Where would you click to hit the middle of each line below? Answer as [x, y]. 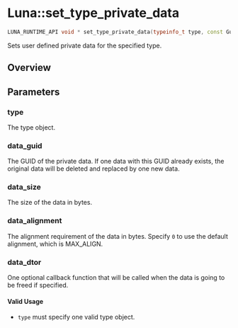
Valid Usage [25, 301]
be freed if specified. [38, 285]
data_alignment [35, 221]
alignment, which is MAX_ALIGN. [55, 244]
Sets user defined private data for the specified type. [85, 45]
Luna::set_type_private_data [93, 13]
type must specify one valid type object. [76, 317]
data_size [24, 187]
